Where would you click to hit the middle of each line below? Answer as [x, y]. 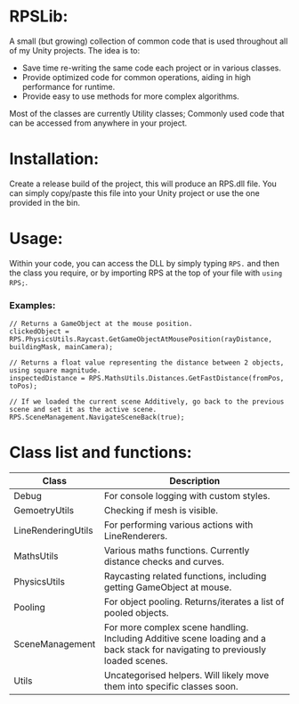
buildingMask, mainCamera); [61, 348]
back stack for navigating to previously [185, 650]
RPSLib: [39, 16]
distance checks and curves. [164, 561]
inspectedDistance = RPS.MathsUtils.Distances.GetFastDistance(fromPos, [147, 379]
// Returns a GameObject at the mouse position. [101, 324]
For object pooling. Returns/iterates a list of [194, 602]
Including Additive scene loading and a [185, 639]
